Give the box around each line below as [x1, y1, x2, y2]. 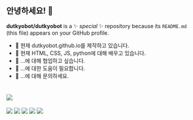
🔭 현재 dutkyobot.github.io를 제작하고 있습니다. [15, 41, 130, 49]
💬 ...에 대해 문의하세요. [15, 72, 69, 79]
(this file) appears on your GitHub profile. [6, 29, 110, 37]
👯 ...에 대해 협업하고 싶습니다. [15, 57, 85, 64]
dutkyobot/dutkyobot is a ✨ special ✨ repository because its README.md [6, 22, 187, 29]
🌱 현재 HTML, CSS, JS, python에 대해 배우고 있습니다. [15, 49, 146, 57]
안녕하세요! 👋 [6, 5, 54, 16]
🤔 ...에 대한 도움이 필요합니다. [15, 65, 85, 72]
